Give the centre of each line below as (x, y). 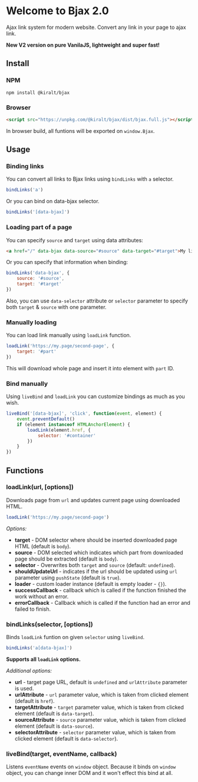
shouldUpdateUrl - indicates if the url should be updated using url (96, 571)
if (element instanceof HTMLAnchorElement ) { (74, 424)
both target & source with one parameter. (57, 307)
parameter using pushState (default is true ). (68, 578)
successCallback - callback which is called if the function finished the (100, 590)
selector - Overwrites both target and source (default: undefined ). (95, 565)
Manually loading (32, 322)
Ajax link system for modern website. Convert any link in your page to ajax (96, 27)
